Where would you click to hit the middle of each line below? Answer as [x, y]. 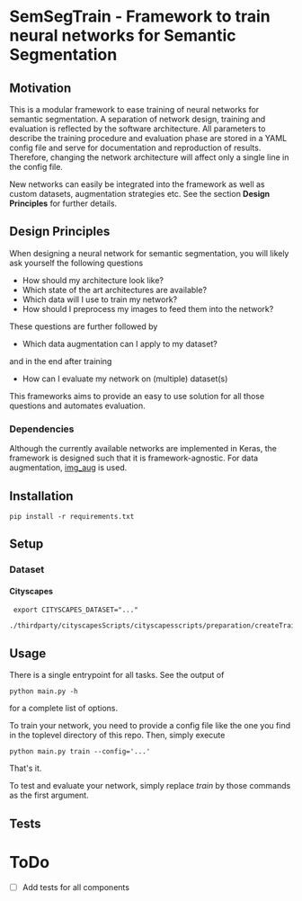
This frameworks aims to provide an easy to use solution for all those [137, 396]
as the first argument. [49, 795]
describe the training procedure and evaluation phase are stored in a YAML [148, 138]
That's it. [26, 768]
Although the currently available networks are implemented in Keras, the [143, 449]
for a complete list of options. [64, 709]
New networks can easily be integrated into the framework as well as [137, 184]
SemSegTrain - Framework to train [140, 17]
